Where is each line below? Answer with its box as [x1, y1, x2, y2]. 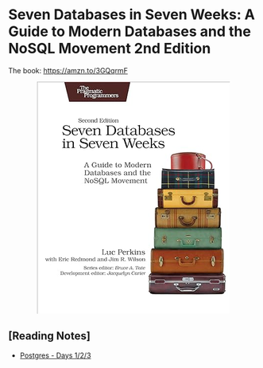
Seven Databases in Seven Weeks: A [8, 6, 256, 24]
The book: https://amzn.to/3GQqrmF [8, 65, 129, 75]
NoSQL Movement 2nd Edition [8, 40, 211, 57]
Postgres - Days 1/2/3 [19, 350, 91, 360]
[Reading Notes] [8, 329, 91, 343]
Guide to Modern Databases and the [8, 22, 252, 41]
